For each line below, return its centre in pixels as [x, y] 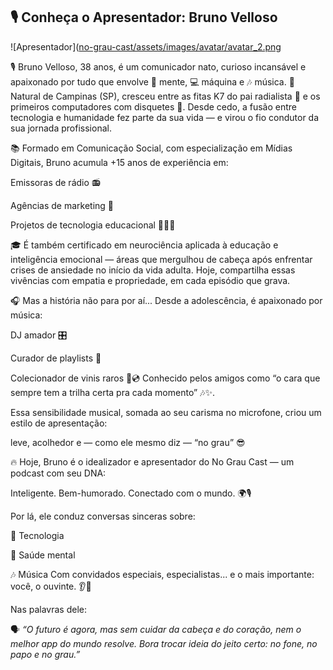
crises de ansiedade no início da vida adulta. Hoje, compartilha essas [153, 270]
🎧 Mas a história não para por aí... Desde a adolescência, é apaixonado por [166, 300]
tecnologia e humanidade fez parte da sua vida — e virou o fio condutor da [165, 117]
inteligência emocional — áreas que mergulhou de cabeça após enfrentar [161, 259]
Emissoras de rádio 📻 [56, 182]
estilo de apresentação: [59, 423]
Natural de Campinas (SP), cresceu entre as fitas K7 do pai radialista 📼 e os [165, 96]
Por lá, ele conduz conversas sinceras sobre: [103, 516]
